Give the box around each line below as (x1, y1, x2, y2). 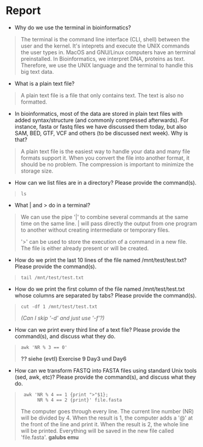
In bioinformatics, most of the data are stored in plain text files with (14, 110, 183, 117)
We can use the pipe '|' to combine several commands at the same (20, 213, 188, 220)
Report (5, 4, 41, 18)
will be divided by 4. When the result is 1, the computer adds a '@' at (20, 414, 193, 421)
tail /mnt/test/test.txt (20, 274, 84, 281)
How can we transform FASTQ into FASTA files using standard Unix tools (14, 367, 197, 374)
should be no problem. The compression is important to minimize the (20, 160, 194, 168)
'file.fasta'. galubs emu (20, 434, 79, 441)
